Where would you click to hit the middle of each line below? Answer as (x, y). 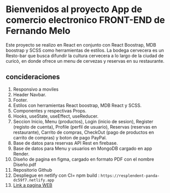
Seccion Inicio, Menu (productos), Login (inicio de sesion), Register (83, 121)
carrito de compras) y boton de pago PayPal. (60, 137)
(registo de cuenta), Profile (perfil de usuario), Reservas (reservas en (85, 127)
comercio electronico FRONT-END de (85, 20)
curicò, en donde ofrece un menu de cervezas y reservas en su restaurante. (85, 61)
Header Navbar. (30, 94)
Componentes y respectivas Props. (50, 110)
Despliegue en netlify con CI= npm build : (56, 175)
